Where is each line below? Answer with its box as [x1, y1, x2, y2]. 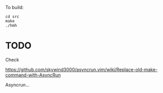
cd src [5, 14, 19, 19]
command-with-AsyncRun [5, 72, 61, 78]
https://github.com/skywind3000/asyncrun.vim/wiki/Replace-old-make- [5, 66, 158, 73]
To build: [5, 5, 24, 10]
